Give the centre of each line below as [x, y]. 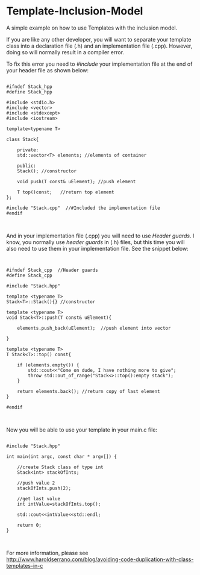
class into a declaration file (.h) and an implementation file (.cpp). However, [99, 46]
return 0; [30, 525]
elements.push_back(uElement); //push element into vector [94, 328]
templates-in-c [25, 565]
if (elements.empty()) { [48, 365]
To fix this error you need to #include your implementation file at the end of [99, 64]
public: [27, 166]
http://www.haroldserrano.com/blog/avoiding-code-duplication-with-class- [100, 559]
